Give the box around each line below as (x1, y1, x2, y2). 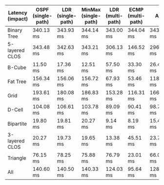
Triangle (7, 155, 26, 161)
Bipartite (7, 120, 27, 127)
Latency (8, 9, 28, 16)
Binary (7, 27, 23, 33)
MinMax (81, 6, 101, 13)
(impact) (7, 16, 28, 22)
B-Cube (7, 64, 27, 70)
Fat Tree (7, 78, 27, 85)
